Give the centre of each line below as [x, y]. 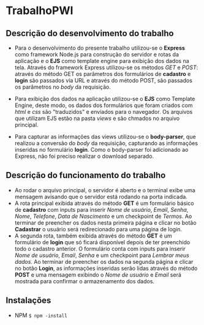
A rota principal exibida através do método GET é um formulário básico [104, 203]
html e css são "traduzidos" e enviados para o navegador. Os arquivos [104, 112]
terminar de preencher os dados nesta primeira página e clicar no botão [105, 222]
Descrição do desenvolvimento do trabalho [90, 33]
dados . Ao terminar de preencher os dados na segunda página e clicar [104, 261]
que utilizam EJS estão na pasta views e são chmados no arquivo [97, 118]
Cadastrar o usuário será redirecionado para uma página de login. [98, 229]
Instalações [28, 301]
